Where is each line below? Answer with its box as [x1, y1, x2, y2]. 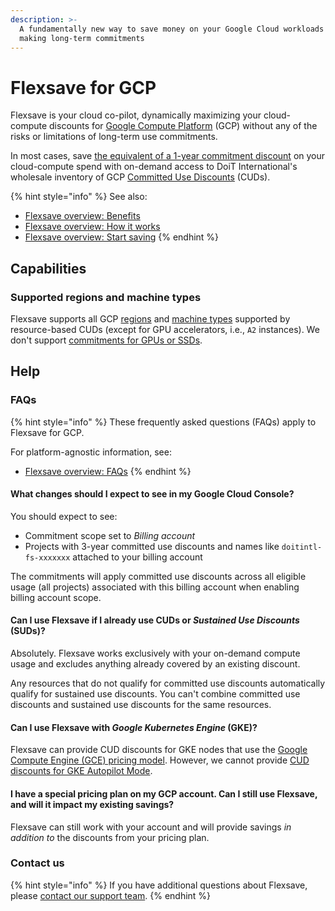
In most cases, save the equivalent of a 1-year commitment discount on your [10, 150, 326, 162]
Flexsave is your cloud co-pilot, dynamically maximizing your [10, 109, 262, 121]
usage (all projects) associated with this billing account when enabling [10, 581, 300, 593]
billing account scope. [10, 591, 102, 603]
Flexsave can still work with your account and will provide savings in [10, 821, 292, 833]
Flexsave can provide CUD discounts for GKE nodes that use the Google [10, 744, 308, 756]
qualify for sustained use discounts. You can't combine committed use [10, 688, 301, 700]
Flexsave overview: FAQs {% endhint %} [24, 465, 192, 477]
